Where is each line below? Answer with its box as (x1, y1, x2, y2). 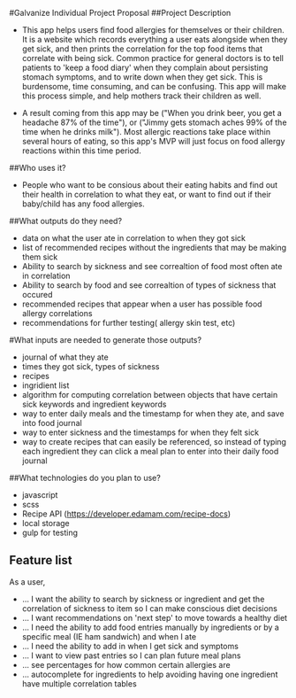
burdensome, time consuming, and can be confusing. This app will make (21, 81, 287, 91)
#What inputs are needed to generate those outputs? (9, 335, 201, 345)
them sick (21, 252, 58, 262)
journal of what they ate (21, 352, 109, 362)
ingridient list (21, 380, 70, 391)
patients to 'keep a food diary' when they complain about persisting (21, 62, 269, 73)
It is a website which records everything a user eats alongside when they (21, 35, 288, 44)
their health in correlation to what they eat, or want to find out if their (21, 190, 272, 199)
